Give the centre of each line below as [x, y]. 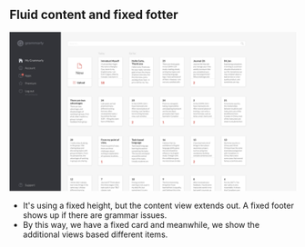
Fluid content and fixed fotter [94, 15]
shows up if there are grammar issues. [95, 215]
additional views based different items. [95, 234]
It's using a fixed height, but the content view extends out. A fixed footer [158, 206]
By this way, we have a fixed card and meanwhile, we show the [141, 225]
